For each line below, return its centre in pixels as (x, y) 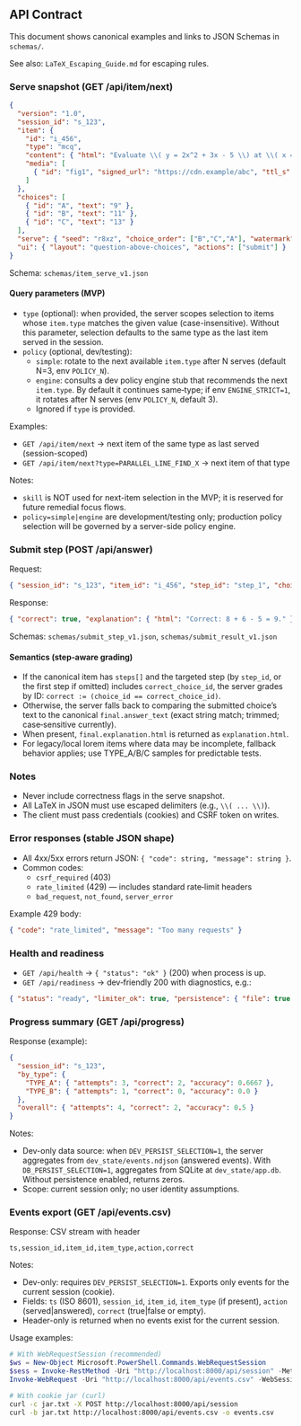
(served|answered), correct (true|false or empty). (114, 1311)
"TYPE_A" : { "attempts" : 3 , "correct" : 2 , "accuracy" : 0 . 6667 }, (150, 1083)
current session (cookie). (68, 1292)
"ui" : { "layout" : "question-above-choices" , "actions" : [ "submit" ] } (152, 247)
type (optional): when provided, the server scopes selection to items (148, 313)
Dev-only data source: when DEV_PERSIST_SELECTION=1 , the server (143, 1151)
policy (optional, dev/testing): (77, 351)
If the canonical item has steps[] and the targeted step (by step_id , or (152, 677)
